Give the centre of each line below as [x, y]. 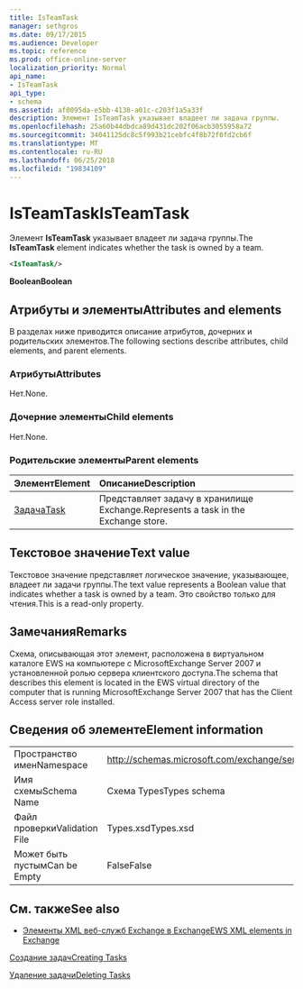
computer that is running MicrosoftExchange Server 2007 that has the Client [151, 691]
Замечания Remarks [69, 632]
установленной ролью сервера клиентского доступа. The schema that [144, 673]
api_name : [28, 77]
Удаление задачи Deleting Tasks [70, 975]
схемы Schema [46, 792]
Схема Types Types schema [166, 792]
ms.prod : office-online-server [68, 60]
